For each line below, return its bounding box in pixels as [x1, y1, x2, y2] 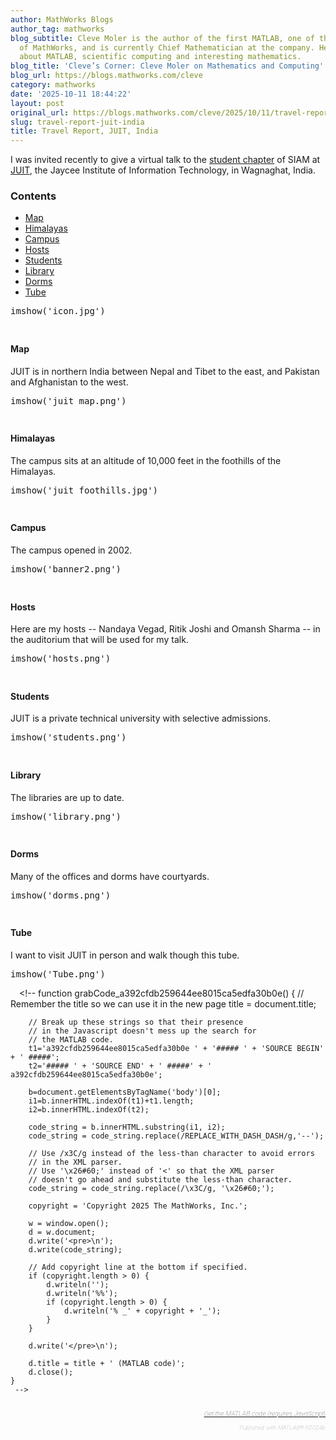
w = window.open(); [28, 1219, 110, 1229]
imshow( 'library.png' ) [10, 811, 122, 822]
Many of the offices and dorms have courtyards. [10, 870, 210, 882]
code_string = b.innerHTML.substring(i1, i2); [28, 1122, 226, 1133]
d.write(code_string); [28, 1245, 123, 1255]
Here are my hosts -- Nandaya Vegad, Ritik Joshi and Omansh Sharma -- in [10, 623, 321, 635]
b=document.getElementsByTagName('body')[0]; [28, 1087, 222, 1098]
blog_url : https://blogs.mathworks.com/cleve [10, 71, 203, 81]
